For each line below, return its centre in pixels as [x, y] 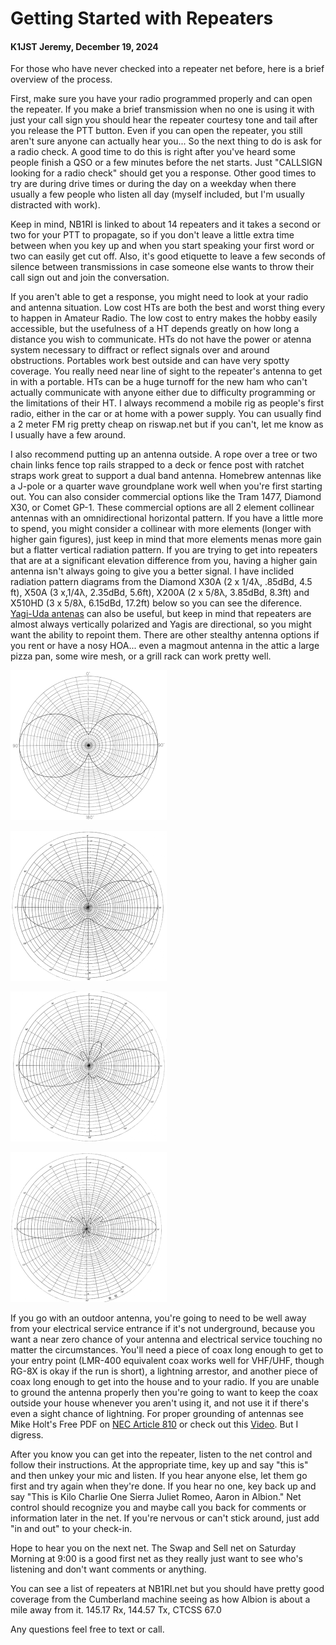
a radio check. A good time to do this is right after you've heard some [153, 152]
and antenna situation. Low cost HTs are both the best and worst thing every [168, 308]
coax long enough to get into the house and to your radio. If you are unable [165, 1382]
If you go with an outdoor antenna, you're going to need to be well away [158, 1318]
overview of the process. [61, 79]
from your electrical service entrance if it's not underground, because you [163, 1329]
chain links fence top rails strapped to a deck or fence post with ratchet [157, 465]
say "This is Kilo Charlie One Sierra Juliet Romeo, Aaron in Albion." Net [156, 1497]
